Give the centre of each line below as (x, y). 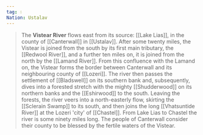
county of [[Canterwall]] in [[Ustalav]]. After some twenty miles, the (106, 41)
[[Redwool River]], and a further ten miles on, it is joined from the (103, 54)
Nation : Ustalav (27, 18)
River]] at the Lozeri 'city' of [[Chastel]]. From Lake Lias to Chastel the (109, 112)
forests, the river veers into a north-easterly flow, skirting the (98, 99)
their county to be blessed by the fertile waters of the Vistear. (98, 125)
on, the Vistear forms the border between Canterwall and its (97, 67)
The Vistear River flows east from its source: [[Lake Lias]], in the (103, 35)
